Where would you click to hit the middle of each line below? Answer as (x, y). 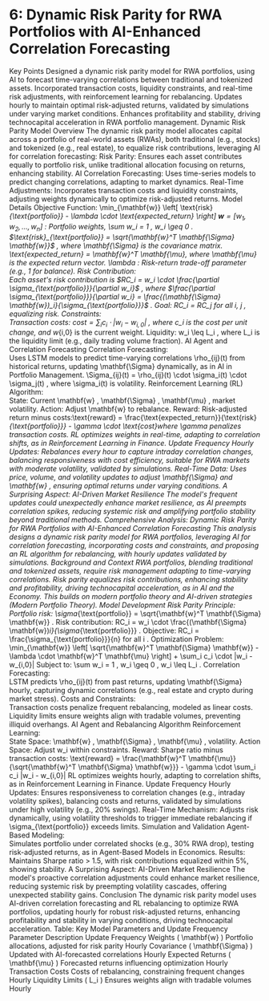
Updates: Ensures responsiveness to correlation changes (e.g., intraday (127, 792)
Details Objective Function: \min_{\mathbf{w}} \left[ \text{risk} (111, 207)
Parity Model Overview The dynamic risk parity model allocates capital (126, 131)
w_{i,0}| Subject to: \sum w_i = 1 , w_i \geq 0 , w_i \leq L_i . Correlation (125, 665)
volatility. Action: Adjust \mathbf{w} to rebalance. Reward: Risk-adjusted (128, 409)
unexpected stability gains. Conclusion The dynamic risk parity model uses (133, 895)
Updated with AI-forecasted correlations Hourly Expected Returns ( (120, 954)
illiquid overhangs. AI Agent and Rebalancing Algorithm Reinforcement (125, 724)
